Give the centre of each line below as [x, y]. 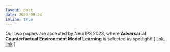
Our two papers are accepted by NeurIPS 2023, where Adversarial [76, 34]
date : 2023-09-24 [24, 15]
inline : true [19, 19]
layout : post [19, 10]
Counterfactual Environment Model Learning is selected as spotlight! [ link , [85, 39]
